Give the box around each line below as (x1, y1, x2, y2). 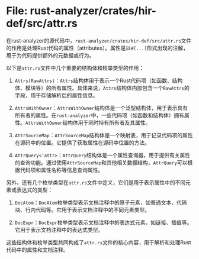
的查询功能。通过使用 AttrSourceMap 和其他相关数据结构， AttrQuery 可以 (14, 158, 188, 166)
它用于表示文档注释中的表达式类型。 (14, 226, 104, 233)
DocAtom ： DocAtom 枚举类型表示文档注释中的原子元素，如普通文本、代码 (14, 199, 188, 206)
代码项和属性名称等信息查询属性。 (20, 166, 104, 173)
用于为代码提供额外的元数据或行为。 (6, 51, 95, 59)
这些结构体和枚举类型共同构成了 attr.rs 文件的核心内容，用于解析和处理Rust (6, 238, 191, 246)
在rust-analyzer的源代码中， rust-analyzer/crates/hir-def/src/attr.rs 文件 (6, 37, 192, 44)
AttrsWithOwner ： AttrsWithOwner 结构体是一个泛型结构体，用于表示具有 (14, 104, 188, 111)
